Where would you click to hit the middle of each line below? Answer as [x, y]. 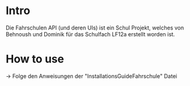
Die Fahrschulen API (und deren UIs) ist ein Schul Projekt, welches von [95, 28]
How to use [35, 59]
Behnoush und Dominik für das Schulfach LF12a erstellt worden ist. [90, 34]
